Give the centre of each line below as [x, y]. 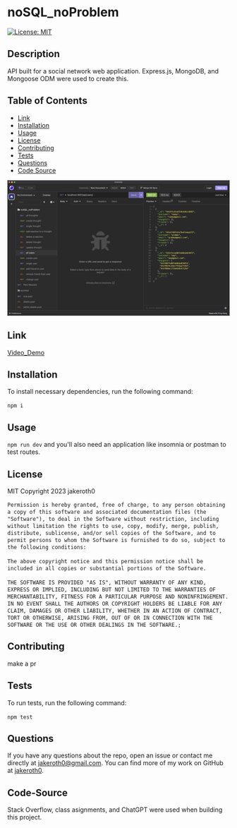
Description [34, 54]
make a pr [22, 664]
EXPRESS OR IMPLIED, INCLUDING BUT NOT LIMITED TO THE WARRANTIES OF [112, 589]
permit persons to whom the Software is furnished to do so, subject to [116, 540]
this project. [25, 817]
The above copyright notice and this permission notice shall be [105, 561]
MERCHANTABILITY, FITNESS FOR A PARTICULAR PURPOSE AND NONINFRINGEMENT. [118, 596]
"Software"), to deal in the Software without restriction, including [113, 519]
